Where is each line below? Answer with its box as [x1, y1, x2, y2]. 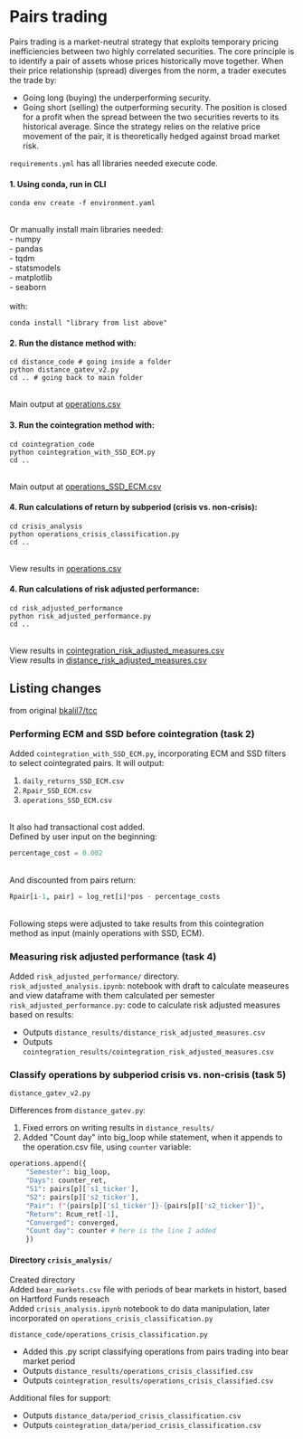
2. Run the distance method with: [9, 337, 137, 348]
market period [22, 1356, 75, 1367]
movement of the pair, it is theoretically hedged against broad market [22, 130, 280, 141]
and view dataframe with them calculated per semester [9, 990, 215, 1001]
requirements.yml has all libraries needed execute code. [9, 157, 219, 168]
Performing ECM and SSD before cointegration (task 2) [9, 727, 255, 740]
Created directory [9, 1274, 75, 1285]
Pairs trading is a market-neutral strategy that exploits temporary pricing [9, 36, 279, 47]
